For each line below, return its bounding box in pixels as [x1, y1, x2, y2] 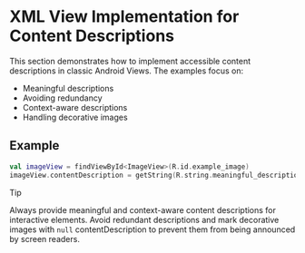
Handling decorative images [22, 112, 129, 122]
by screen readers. [9, 233, 80, 244]
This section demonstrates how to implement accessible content [9, 55, 251, 66]
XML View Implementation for [9, 6, 240, 27]
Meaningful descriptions [22, 83, 114, 93]
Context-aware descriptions [22, 102, 128, 112]
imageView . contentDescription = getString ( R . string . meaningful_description [9, 170, 302, 180]
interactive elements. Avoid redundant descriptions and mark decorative [9, 214, 280, 225]
